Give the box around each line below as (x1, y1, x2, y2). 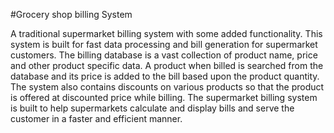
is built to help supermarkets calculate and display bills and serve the (10, 102, 295, 114)
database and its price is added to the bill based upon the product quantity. (10, 70, 320, 82)
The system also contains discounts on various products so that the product (10, 81, 325, 93)
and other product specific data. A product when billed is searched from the (10, 60, 324, 71)
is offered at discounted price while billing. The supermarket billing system (10, 92, 318, 103)
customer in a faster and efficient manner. (10, 113, 183, 124)
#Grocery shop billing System (10, 9, 133, 20)
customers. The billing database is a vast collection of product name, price (10, 49, 318, 61)
